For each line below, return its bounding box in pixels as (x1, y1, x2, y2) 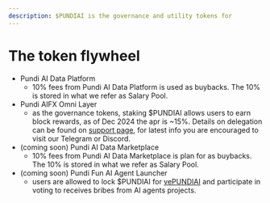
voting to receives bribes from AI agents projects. (31, 185, 197, 195)
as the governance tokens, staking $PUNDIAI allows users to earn (31, 108, 251, 117)
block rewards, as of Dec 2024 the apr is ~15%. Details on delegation (31, 116, 263, 126)
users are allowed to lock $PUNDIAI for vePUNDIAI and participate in (31, 176, 261, 186)
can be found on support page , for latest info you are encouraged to (31, 125, 260, 134)
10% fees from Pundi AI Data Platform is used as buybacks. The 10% (31, 82, 260, 91)
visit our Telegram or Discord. (31, 133, 131, 143)
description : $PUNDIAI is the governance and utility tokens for (8, 11, 232, 20)
